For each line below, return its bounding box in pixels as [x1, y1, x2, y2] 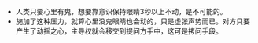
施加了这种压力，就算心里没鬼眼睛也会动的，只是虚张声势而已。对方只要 [15, 16, 250, 26]
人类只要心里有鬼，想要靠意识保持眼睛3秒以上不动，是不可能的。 [15, 7, 227, 16]
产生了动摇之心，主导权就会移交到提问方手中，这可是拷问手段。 [15, 27, 223, 35]
